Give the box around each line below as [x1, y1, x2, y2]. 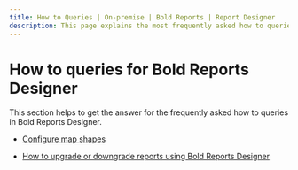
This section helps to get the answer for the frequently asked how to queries [9, 107, 289, 118]
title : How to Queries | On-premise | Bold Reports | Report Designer [9, 12, 276, 22]
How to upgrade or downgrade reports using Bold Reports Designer [21, 151, 271, 162]
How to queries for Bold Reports [9, 59, 250, 80]
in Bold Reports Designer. [9, 117, 102, 127]
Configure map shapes [21, 134, 106, 144]
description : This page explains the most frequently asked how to [9, 21, 264, 30]
